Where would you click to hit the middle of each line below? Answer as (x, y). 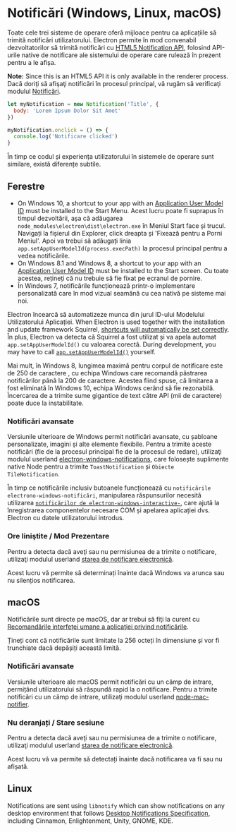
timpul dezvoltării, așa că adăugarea (70, 218)
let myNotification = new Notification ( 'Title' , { (83, 104)
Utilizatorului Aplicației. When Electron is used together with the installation (116, 322)
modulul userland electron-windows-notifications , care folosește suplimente (118, 459)
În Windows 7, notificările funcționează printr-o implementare (106, 286)
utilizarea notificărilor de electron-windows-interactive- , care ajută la (113, 503)
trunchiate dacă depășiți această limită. (64, 648)
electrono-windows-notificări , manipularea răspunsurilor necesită (105, 495)
